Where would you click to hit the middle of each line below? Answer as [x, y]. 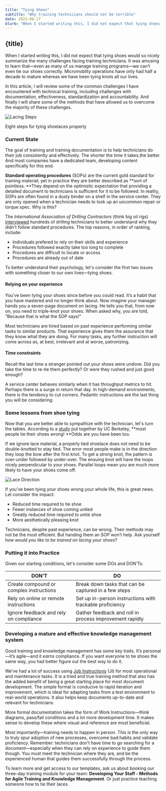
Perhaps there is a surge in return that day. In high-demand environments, [81, 389]
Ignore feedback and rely [37, 613]
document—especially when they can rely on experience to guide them [78, 748]
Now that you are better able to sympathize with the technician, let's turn [79, 424]
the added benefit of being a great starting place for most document [75, 681]
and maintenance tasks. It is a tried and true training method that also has [80, 676]
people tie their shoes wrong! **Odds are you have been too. [68, 434]
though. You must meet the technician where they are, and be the [72, 753]
